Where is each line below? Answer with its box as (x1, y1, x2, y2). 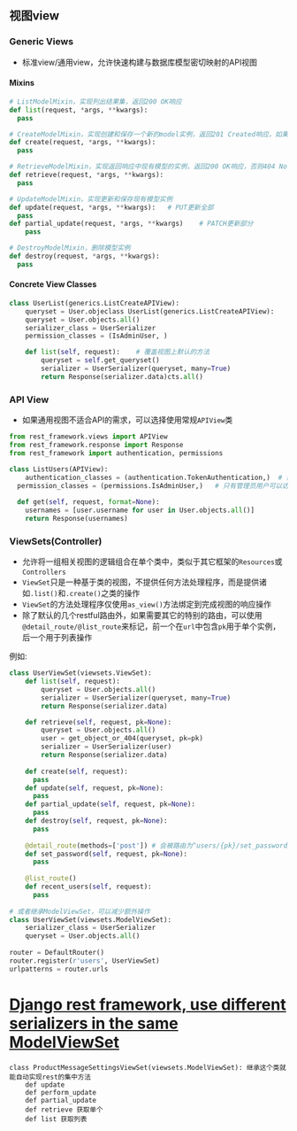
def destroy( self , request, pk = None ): (25, 817, 168, 825)
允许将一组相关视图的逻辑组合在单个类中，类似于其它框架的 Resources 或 (21, 556, 283, 567)
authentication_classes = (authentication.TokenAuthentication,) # (25, 473, 283, 482)
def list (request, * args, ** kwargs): (9, 105, 148, 114)
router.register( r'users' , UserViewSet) (9, 956, 161, 965)
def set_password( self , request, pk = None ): (25, 849, 188, 858)
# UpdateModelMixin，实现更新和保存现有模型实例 (9, 194, 173, 204)
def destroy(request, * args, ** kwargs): (9, 252, 161, 261)
